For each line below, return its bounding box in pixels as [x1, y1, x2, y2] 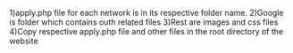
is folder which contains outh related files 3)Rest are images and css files [9, 17, 279, 27]
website [9, 35, 38, 46]
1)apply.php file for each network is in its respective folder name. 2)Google [9, 8, 284, 18]
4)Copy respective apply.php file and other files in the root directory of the [9, 26, 284, 36]
